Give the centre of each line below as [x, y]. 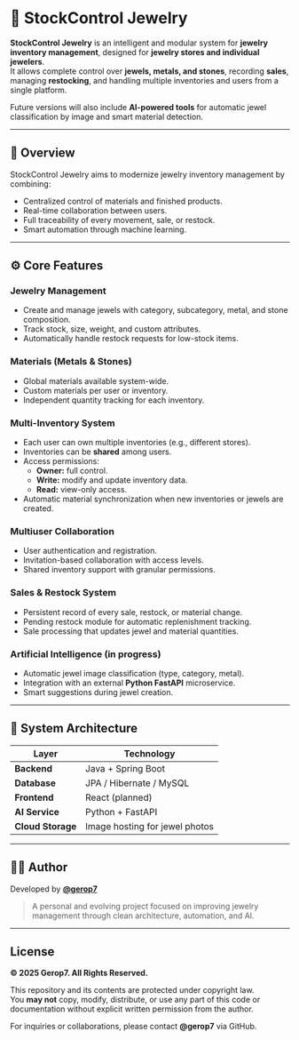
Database [35, 783]
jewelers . [28, 61]
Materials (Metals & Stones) [71, 362]
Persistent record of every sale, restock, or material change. [133, 612]
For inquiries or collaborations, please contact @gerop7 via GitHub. [134, 1027]
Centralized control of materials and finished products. [122, 201]
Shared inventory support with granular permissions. [119, 570]
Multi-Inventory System [63, 423]
